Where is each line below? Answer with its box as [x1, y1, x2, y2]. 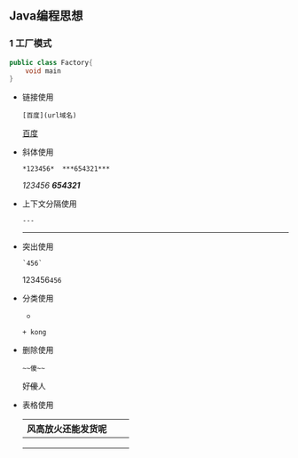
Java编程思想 [9, 8, 83, 24]
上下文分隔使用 [21, 198, 77, 209]
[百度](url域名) [21, 111, 77, 120]
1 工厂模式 [9, 37, 52, 50]
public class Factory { [9, 58, 93, 67]
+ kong [21, 328, 47, 337]
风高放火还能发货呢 [26, 423, 107, 436]
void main [25, 66, 62, 76]
